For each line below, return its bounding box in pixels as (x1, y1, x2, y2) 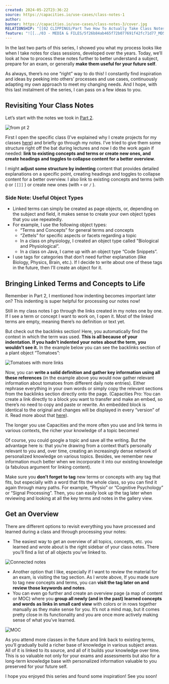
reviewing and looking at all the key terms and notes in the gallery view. (5, 495, 153, 501)
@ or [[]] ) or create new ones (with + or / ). (5, 181, 96, 187)
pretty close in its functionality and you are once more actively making (12, 611, 158, 617)
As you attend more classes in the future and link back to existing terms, (5, 637, 155, 643)
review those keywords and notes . (12, 585, 87, 591)
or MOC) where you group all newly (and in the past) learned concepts (12, 595, 162, 601)
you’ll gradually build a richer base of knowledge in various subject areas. (5, 642, 158, 648)
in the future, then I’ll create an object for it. (12, 265, 103, 271)
